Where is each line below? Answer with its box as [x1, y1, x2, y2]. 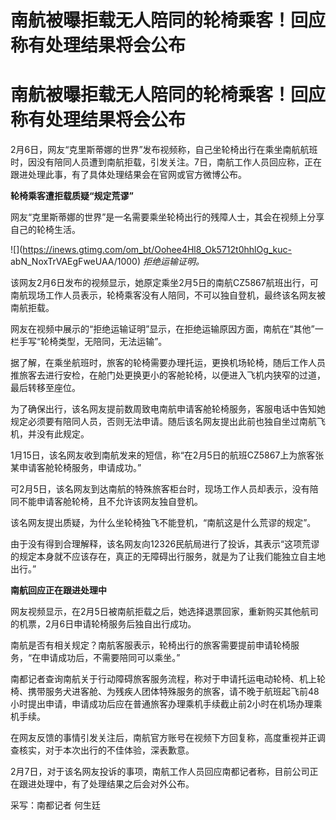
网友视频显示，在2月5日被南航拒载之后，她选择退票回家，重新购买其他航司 [10, 606, 319, 618]
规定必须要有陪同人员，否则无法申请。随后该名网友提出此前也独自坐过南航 [10, 416, 317, 428]
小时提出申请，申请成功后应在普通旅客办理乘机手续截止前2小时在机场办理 [10, 698, 314, 710]
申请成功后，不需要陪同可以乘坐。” [40, 652, 181, 664]
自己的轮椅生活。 [10, 224, 81, 236]
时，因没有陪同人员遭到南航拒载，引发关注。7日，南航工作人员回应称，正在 [10, 156, 322, 168]
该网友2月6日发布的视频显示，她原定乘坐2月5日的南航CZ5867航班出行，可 [10, 277, 319, 289]
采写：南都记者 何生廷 [10, 799, 101, 811]
